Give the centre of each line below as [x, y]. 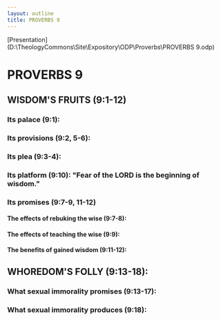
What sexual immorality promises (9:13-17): [82, 291]
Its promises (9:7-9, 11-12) [52, 202]
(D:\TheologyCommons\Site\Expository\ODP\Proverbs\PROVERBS [101, 47]
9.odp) [205, 47]
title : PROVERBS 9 [33, 20]
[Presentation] [28, 39]
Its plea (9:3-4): [34, 156]
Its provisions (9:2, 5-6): [49, 138]
